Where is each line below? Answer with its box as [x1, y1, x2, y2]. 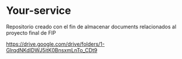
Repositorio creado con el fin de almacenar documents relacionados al [6, 23, 177, 30]
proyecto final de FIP [6, 29, 56, 36]
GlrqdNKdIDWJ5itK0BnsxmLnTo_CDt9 [6, 46, 98, 53]
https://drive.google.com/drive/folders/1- [6, 40, 105, 47]
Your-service [6, 4, 71, 17]
